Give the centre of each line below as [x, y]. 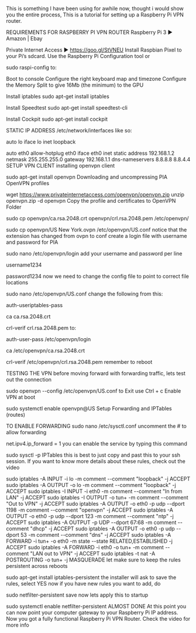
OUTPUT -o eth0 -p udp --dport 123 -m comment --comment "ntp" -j [90, 516]
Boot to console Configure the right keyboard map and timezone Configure [96, 79]
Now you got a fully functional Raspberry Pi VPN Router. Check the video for [98, 619]
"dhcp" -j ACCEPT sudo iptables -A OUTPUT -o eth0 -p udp [103, 529]
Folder [14, 207]
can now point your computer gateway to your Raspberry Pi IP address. [92, 612]
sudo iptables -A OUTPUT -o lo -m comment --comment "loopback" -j [91, 485]
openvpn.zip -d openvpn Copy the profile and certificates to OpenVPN [91, 201]
